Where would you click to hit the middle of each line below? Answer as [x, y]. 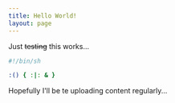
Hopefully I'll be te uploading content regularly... [88, 91]
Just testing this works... [49, 46]
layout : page [30, 23]
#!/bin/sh [25, 61]
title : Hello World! [43, 16]
